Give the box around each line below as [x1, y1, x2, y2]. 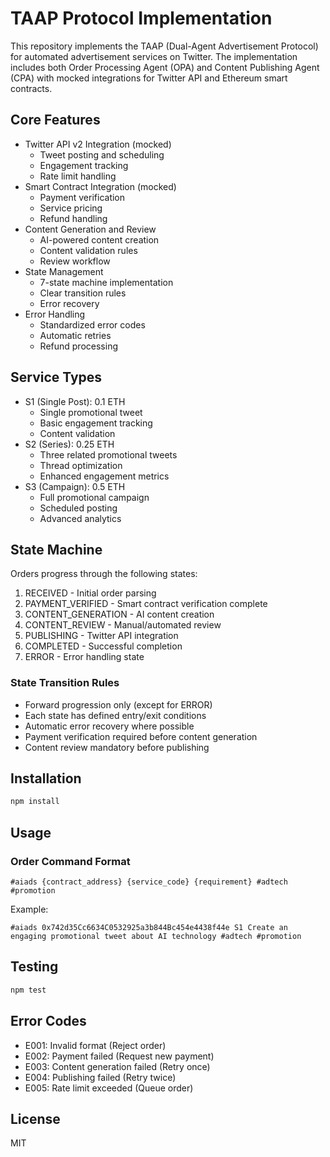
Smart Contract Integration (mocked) [24, 180, 177, 192]
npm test [10, 985, 47, 995]
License [10, 1110, 61, 1127]
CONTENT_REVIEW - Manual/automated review [24, 619, 222, 631]
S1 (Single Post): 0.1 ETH [24, 395, 126, 407]
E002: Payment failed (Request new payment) [24, 1050, 215, 1062]
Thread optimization [39, 459, 123, 471]
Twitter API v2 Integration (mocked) [24, 138, 172, 150]
